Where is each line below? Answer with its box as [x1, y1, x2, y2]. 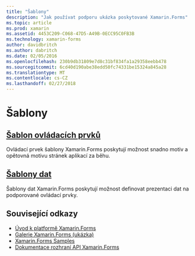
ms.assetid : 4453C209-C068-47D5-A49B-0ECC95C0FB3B [6, 31, 135, 37]
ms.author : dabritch [6, 48, 58, 54]
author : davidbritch [6, 42, 58, 48]
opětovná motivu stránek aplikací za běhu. [6, 152, 110, 159]
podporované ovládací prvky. [6, 191, 78, 198]
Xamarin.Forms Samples [14, 237, 75, 244]
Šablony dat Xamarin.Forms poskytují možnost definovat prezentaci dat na [6, 185, 189, 192]
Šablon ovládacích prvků [6, 130, 101, 140]
